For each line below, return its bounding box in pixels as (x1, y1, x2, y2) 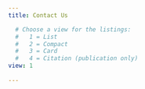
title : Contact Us (8, 11, 68, 20)
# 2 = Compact (15, 40, 68, 48)
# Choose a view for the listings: (15, 25, 132, 34)
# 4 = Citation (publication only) (15, 55, 139, 62)
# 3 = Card (15, 48, 58, 55)
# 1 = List (15, 33, 58, 41)
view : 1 (8, 62, 34, 70)
